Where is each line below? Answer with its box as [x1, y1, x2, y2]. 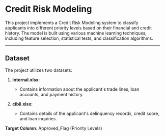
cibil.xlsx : [12, 101, 33, 107]
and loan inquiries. [19, 115, 57, 121]
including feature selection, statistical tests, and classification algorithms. [5, 35, 153, 41]
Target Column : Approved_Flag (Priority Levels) [5, 125, 102, 131]
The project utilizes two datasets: [5, 67, 73, 73]
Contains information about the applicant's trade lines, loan [19, 86, 139, 92]
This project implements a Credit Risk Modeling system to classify [5, 20, 138, 26]
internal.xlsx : [12, 77, 40, 82]
